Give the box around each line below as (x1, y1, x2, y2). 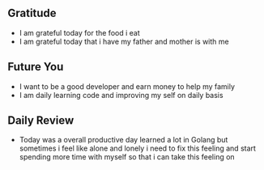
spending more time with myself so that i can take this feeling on (19, 152, 236, 162)
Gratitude (7, 6, 57, 20)
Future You (7, 60, 64, 74)
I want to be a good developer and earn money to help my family (19, 81, 236, 91)
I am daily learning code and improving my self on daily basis (19, 90, 224, 100)
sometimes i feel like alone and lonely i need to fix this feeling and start (19, 143, 257, 153)
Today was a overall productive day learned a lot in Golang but (19, 135, 228, 145)
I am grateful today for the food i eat (19, 28, 141, 37)
